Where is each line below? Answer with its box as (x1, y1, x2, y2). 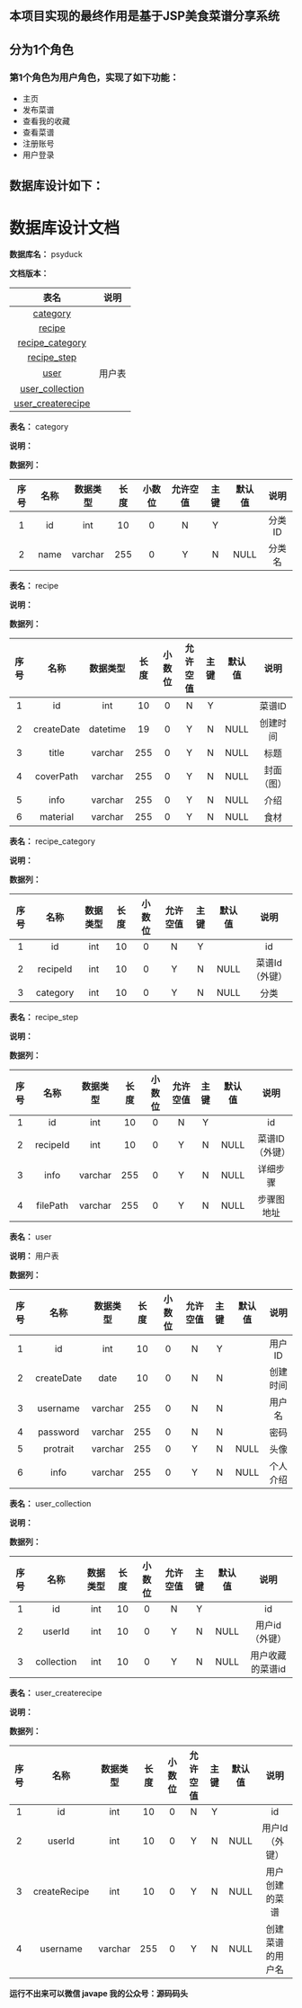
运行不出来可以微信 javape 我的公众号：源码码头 (9, 1988, 189, 1999)
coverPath (34, 770, 79, 783)
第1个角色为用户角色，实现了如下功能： (9, 71, 180, 84)
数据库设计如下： (9, 178, 104, 193)
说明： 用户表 (9, 1250, 59, 1261)
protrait (43, 1443, 75, 1455)
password (37, 1426, 80, 1438)
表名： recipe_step (9, 1012, 79, 1023)
